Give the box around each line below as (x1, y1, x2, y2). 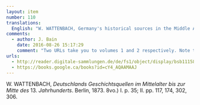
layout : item (6, 8, 39, 15)
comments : (6, 31, 31, 37)
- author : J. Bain (11, 36, 58, 42)
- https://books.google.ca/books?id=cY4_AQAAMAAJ (11, 64, 137, 70)
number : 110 (6, 14, 36, 20)
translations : (6, 20, 42, 26)
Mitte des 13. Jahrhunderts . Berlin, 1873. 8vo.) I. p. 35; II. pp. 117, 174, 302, (6, 87, 187, 94)
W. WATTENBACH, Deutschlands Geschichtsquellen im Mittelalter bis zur (6, 81, 186, 88)
